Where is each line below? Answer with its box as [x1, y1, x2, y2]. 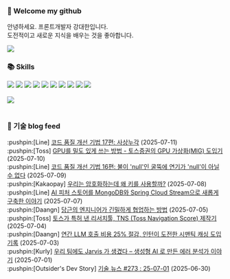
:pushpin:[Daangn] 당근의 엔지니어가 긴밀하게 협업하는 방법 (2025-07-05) [7, 205, 209, 214]
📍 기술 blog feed [7, 121, 60, 131]
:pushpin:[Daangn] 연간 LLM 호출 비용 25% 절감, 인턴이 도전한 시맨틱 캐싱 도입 [7, 230, 222, 238]
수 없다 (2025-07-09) [7, 171, 67, 179]
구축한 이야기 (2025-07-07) [7, 197, 83, 205]
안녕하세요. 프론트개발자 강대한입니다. [7, 23, 108, 31]
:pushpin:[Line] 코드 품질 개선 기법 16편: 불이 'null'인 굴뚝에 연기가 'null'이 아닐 [7, 162, 220, 170]
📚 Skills [7, 62, 35, 71]
